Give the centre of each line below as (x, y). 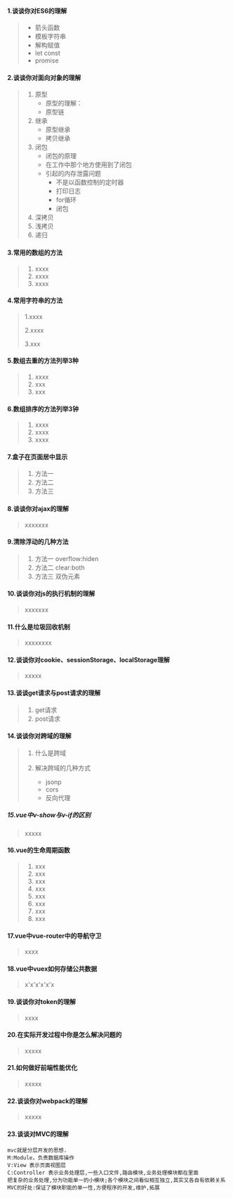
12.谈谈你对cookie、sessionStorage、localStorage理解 (88, 659)
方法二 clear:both (60, 567)
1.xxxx (34, 316)
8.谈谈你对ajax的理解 (38, 509)
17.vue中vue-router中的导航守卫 (54, 936)
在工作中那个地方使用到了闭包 (88, 165)
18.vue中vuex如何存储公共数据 (52, 968)
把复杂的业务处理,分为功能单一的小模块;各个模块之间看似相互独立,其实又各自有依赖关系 (116, 1180)
